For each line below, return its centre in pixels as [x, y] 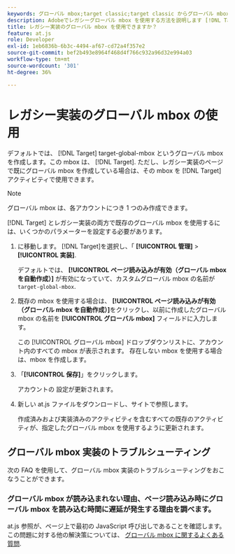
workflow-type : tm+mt [39, 59]
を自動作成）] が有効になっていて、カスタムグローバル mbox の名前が [116, 279]
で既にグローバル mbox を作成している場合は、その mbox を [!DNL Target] [114, 171]
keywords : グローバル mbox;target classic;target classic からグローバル [111, 14]
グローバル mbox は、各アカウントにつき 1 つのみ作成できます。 [99, 208]
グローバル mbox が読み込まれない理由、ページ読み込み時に [108, 499]
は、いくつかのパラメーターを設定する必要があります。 [87, 232]
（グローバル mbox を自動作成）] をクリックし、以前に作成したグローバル [122, 310]
